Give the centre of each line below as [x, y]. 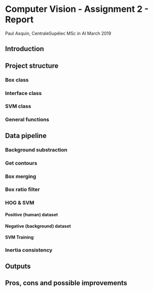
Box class [17, 80]
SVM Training [19, 237]
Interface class [23, 93]
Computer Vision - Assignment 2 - [77, 9]
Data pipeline [26, 135]
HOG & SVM [20, 203]
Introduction [25, 49]
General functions [27, 120]
